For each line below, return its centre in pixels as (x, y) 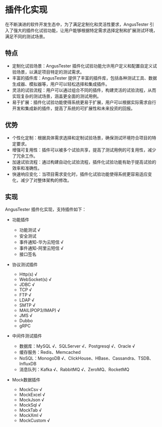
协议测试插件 (25, 264)
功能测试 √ (30, 230)
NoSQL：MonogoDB (40, 358)
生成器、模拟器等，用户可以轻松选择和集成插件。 (61, 84)
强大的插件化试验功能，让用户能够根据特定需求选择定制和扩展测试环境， (85, 30)
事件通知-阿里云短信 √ (41, 248)
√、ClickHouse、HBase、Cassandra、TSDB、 (107, 358)
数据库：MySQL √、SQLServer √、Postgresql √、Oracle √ (77, 346)
